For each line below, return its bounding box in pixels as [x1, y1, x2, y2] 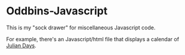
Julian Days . [6, 42, 37, 49]
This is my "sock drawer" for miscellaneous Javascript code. [6, 24, 156, 31]
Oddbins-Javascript [6, 4, 108, 18]
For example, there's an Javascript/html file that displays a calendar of [6, 35, 180, 42]
